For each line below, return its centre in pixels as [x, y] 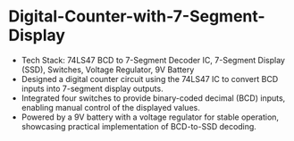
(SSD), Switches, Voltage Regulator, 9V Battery [108, 70]
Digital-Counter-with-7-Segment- [137, 17]
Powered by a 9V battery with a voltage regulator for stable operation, [150, 117]
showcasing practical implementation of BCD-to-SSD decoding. [139, 126]
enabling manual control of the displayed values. [110, 107]
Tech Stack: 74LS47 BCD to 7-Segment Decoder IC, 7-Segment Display [153, 60]
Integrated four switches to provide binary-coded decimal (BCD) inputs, [153, 98]
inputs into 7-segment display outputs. [92, 88]
